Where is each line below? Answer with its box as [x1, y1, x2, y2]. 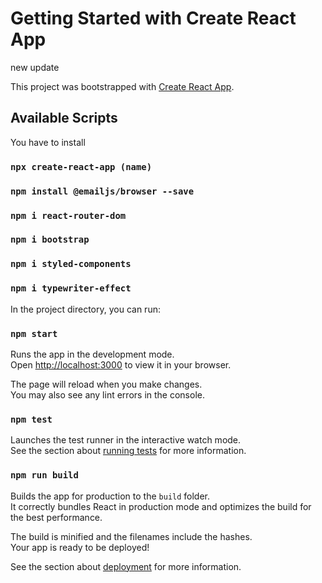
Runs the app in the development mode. [10, 348, 175, 360]
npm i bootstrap [10, 234, 90, 246]
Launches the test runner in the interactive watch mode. [10, 434, 242, 446]
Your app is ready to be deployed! [10, 541, 150, 553]
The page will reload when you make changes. [10, 378, 203, 390]
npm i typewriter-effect [10, 283, 132, 294]
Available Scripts [10, 110, 118, 127]
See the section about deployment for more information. [10, 560, 242, 572]
